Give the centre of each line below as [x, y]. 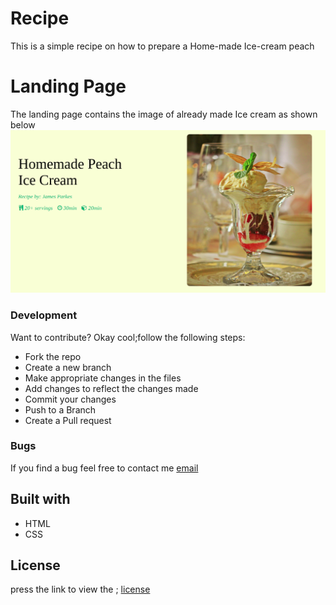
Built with [40, 499]
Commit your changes [70, 399]
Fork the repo [53, 356]
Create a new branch [68, 367]
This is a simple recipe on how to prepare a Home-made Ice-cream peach [162, 46]
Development [44, 315]
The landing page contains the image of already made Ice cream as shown [164, 114]
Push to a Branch [60, 409]
